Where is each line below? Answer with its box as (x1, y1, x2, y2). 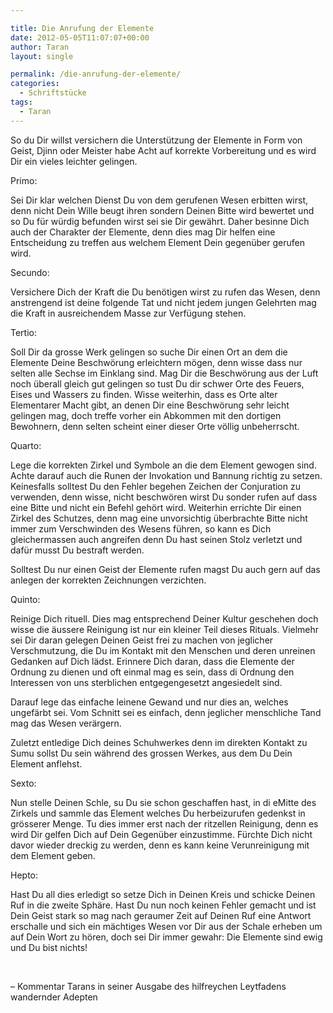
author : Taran (10, 42, 70, 52)
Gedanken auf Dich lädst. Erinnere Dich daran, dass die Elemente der (10, 655, 295, 667)
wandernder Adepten (10, 991, 98, 1003)
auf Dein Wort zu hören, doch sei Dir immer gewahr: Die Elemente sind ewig (10, 931, 323, 943)
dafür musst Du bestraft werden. (10, 544, 145, 556)
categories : (10, 79, 60, 89)
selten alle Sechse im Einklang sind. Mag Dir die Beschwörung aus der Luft (10, 367, 319, 379)
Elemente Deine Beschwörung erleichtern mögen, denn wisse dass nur (10, 356, 303, 368)
